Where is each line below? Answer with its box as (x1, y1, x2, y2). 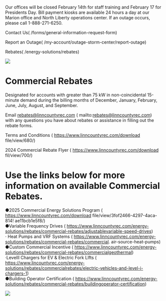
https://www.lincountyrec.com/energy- (5, 260, 85, 266)
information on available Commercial (5, 181, 160, 191)
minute (5, 97, 19, 103)
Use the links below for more (5, 170, 125, 181)
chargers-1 (5, 270, 27, 276)
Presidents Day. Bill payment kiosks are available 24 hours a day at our (5, 9, 150, 15)
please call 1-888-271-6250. (5, 20, 63, 26)
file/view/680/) (5, 137, 36, 143)
